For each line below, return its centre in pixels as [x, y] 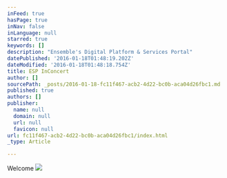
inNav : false [26, 26]
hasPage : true [28, 20]
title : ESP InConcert [38, 71]
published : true [30, 90]
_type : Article [29, 142]
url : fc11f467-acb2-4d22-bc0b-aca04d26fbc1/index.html [88, 135]
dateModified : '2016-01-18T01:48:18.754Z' [69, 65]
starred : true [28, 39]
